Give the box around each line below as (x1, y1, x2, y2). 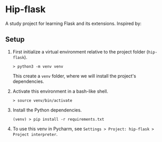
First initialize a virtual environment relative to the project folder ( (12, 48, 149, 54)
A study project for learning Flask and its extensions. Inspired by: (5, 20, 142, 26)
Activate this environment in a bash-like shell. (12, 88, 109, 94)
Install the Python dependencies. (12, 107, 82, 113)
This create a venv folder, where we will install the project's (12, 73, 137, 79)
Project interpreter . (12, 131, 58, 137)
